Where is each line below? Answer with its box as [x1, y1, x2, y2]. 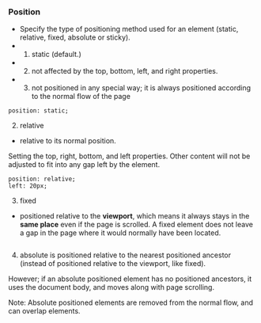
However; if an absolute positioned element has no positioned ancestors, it [8, 274, 252, 283]
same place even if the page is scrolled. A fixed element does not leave [19, 220, 253, 230]
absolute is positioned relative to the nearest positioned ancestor [19, 250, 232, 260]
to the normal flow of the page [31, 92, 130, 101]
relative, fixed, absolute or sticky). [19, 32, 130, 42]
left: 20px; [8, 182, 47, 190]
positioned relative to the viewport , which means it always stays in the [19, 211, 250, 221]
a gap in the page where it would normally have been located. [19, 228, 221, 237]
